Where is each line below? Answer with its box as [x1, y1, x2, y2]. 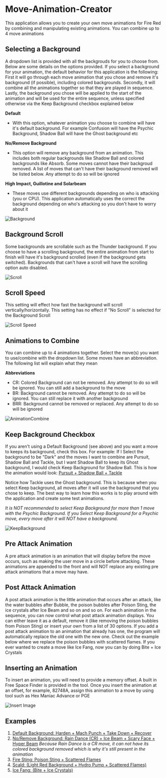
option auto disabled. [5, 264, 49, 270]
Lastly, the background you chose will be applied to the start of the [5, 90, 142, 96]
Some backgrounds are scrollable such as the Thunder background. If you [5, 243, 157, 250]
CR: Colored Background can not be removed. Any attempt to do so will [12, 380, 159, 386]
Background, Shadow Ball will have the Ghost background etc [12, 130, 139, 136]
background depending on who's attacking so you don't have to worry [12, 201, 156, 207]
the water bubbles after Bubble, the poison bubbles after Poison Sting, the [5, 602, 157, 608]
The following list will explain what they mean [5, 360, 98, 367]
